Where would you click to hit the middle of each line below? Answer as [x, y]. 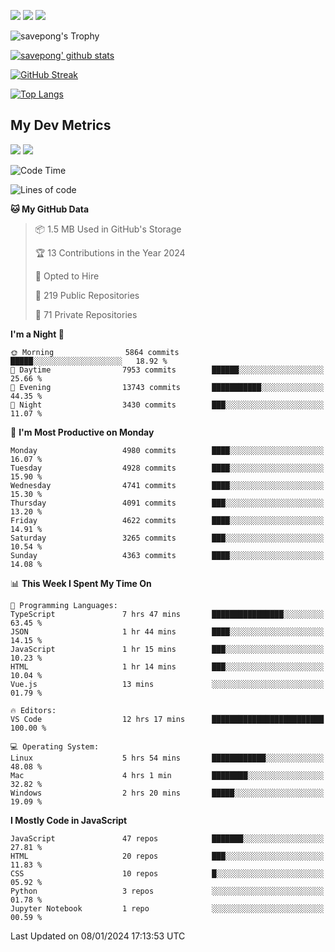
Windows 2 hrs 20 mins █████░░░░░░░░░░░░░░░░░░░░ [167, 793]
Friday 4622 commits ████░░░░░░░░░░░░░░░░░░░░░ [167, 520]
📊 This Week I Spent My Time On [81, 583]
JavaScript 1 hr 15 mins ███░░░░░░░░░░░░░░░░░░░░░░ [167, 649]
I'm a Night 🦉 [37, 334]
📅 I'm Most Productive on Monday [82, 432]
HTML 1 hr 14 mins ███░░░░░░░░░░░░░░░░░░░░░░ [167, 666]
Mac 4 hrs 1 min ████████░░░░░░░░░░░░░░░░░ [167, 775]
